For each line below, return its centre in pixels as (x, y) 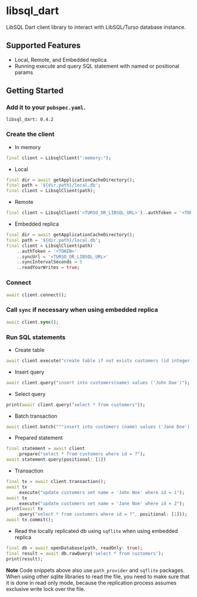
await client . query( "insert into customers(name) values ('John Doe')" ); (98, 383)
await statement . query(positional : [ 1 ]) (56, 460)
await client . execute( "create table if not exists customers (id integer (98, 360)
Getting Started (35, 91)
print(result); (25, 559)
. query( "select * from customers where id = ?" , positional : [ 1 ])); (102, 514)
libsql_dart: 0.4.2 (30, 120)
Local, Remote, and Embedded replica (61, 59)
